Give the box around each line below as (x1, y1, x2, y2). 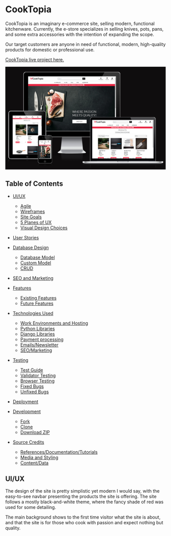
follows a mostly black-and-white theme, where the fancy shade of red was (5, 499, 164, 505)
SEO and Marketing (12, 275, 53, 281)
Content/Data (20, 459, 49, 466)
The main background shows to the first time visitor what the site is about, (5, 514, 161, 520)
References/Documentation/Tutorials (20, 449, 98, 455)
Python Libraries (20, 325, 55, 331)
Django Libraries (20, 331, 55, 337)
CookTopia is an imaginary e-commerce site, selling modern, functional (5, 20, 155, 27)
